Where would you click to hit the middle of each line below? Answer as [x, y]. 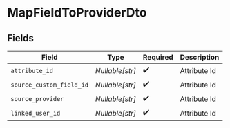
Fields [21, 38]
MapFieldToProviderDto [77, 13]
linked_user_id [36, 113]
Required [158, 57]
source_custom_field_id [50, 85]
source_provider [37, 99]
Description [200, 57]
